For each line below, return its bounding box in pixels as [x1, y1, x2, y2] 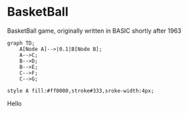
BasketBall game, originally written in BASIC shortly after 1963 [7, 27, 182, 35]
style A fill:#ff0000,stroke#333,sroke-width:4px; [7, 87, 155, 94]
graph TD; [7, 39, 36, 46]
